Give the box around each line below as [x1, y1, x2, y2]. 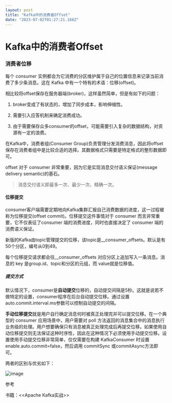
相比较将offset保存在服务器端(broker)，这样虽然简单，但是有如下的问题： [5, 90, 160, 97]
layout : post [5, 7, 33, 13]
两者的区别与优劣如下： [5, 360, 55, 367]
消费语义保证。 [5, 226, 37, 232]
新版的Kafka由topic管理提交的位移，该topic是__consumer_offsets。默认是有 [5, 237, 166, 243]
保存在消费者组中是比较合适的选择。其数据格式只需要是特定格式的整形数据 [5, 147, 162, 153]
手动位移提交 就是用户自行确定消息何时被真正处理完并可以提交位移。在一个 [5, 311, 162, 317]
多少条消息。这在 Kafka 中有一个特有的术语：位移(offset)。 [14, 79, 139, 85]
